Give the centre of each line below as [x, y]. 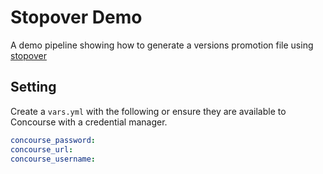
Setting [33, 87]
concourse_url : [42, 149]
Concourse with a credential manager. [89, 122]
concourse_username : [53, 159]
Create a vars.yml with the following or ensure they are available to [148, 111]
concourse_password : [53, 140]
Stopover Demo [76, 17]
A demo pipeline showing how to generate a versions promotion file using [162, 45]
